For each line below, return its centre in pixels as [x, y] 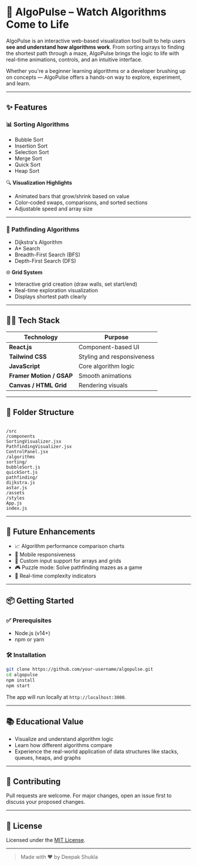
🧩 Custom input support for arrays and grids [68, 561]
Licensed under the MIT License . [46, 840]
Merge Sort [28, 158]
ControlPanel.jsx [27, 452]
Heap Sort [27, 170]
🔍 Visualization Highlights [39, 182]
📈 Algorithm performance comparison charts [69, 546]
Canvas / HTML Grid [38, 385]
